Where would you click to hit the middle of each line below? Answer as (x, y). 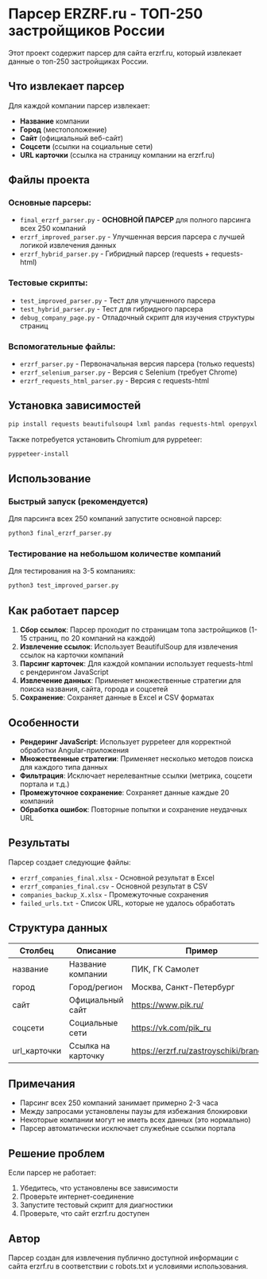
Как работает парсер (64, 610)
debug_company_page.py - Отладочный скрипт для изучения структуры (137, 317)
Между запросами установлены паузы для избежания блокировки (133, 1112)
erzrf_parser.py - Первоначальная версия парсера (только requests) (137, 364)
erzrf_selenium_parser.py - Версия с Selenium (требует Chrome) (128, 372)
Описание (96, 951)
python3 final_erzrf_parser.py (60, 534)
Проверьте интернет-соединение (77, 1197)
